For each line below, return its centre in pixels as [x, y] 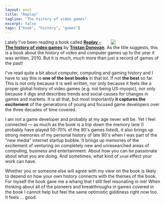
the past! [14, 63]
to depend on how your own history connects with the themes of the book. [81, 176]
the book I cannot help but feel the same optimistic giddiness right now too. [82, 192]
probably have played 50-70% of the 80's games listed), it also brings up [79, 130]
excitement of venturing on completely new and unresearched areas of [77, 146]
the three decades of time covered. [41, 110]
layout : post [18, 10]
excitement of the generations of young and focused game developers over [82, 104]
